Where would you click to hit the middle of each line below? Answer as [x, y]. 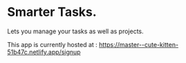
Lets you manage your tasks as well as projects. [75, 31]
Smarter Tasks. [52, 12]
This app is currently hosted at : [53, 44]
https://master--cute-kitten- [139, 44]
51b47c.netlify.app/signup [44, 52]
